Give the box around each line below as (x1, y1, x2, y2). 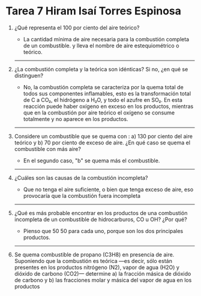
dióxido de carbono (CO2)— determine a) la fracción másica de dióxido (14, 270, 191, 277)
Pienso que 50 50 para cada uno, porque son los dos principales (23, 227, 184, 234)
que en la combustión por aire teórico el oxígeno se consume (23, 109, 175, 116)
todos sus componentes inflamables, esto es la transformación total (23, 90, 191, 97)
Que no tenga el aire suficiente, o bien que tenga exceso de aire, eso (23, 186, 194, 193)
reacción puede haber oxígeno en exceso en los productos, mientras (23, 102, 194, 110)
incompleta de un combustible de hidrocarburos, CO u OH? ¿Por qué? (14, 216, 187, 223)
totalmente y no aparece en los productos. (23, 115, 128, 122)
